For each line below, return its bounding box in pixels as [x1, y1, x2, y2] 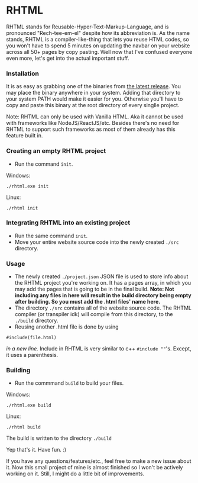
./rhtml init [6, 205, 38, 211]
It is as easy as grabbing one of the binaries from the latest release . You [6, 83, 181, 90]
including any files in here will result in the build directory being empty [14, 292, 191, 299]
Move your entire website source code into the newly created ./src [14, 238, 179, 246]
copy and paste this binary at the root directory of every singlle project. [6, 102, 180, 109]
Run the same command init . [14, 232, 88, 239]
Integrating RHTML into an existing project [6, 218, 131, 227]
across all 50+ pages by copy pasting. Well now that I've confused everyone [6, 48, 193, 55]
